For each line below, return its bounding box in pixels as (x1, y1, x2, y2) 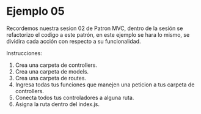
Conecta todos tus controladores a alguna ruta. (15, 94, 134, 101)
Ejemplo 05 (6, 4, 65, 18)
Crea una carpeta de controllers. (15, 61, 98, 69)
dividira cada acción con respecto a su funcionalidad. (6, 37, 142, 45)
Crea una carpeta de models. (15, 67, 89, 75)
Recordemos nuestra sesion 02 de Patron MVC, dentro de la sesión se (6, 25, 183, 32)
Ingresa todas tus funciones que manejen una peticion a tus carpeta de (15, 81, 195, 88)
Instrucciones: (6, 49, 43, 56)
